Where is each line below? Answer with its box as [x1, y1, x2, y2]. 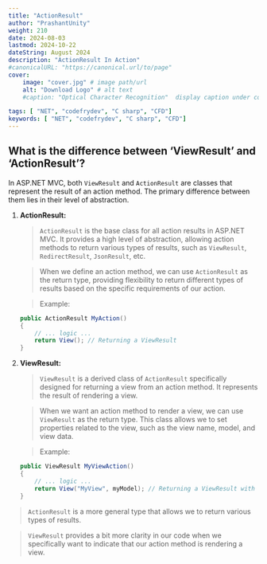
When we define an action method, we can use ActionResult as [39, 266, 249, 276]
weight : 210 [8, 26, 48, 34]
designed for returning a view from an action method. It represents [39, 382, 258, 392]
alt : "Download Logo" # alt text [22, 85, 133, 94]
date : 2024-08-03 [8, 33, 66, 42]
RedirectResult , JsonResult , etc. [39, 251, 146, 260]
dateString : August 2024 [8, 49, 91, 57]
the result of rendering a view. [39, 391, 138, 401]
